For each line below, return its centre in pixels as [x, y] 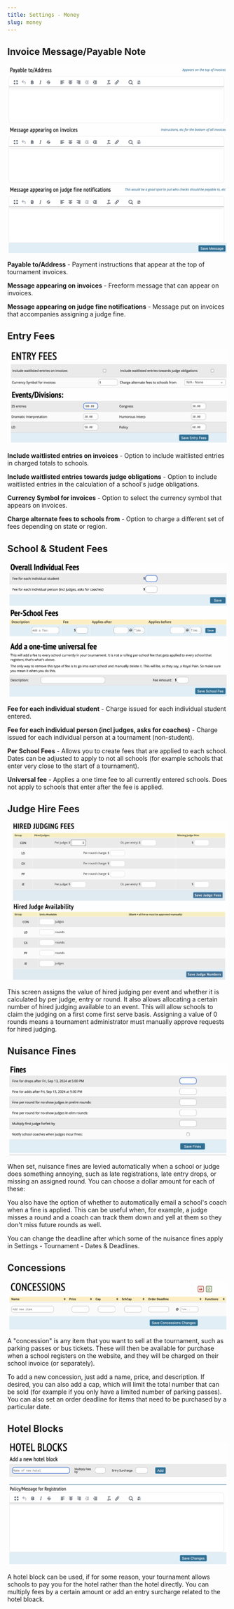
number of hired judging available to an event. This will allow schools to [110, 1006]
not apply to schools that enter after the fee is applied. [85, 787]
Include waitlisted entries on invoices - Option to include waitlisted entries [116, 456]
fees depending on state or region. [57, 527]
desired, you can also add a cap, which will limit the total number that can [113, 1385]
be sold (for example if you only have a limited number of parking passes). [115, 1392]
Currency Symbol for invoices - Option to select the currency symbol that [115, 498]
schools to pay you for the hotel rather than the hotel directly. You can [108, 1584]
